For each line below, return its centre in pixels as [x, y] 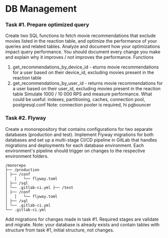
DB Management [41, 9]
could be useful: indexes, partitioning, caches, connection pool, [79, 99]
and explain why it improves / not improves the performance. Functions [79, 57]
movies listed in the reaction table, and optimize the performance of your [81, 41]
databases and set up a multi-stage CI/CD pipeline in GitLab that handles [81, 140]
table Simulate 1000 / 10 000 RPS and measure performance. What [82, 94]
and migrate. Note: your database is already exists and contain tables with [82, 224]
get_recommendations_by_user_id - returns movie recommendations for [88, 83]
